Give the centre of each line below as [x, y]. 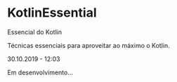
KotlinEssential [52, 13]
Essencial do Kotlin [34, 32]
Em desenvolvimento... [40, 72]
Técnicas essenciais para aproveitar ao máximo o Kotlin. [88, 45]
